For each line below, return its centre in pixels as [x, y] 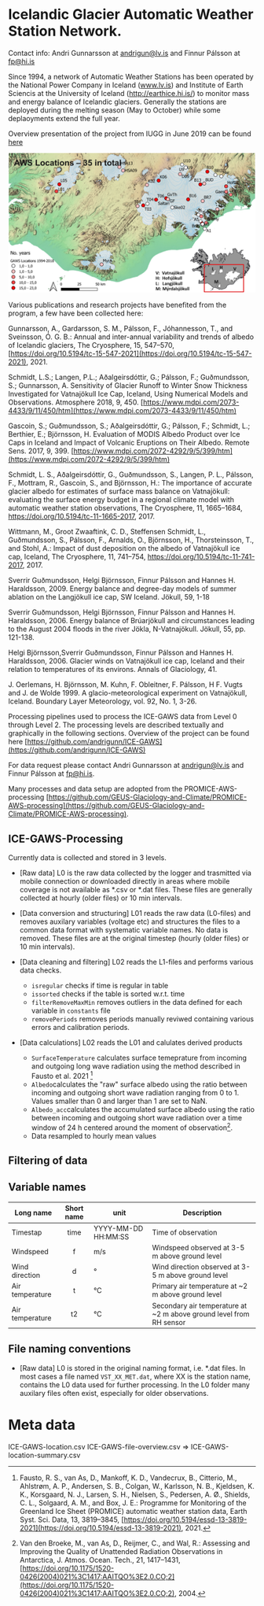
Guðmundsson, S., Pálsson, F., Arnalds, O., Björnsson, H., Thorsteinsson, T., [131, 540]
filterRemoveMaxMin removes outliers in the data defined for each [137, 1002]
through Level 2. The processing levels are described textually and [116, 725]
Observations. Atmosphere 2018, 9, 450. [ [76, 402]
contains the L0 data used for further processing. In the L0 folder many [134, 1384]
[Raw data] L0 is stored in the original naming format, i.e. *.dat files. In [132, 1368]
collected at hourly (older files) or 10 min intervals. [101, 898]
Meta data [42, 1425]
